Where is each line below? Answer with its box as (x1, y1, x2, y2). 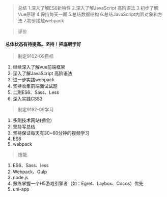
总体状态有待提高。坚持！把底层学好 (5, 41, 81, 47)
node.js (12, 175, 29, 181)
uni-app (12, 186, 30, 192)
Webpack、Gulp (12, 169, 47, 175)
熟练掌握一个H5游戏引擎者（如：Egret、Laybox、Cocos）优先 (12, 180, 144, 187)
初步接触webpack (26, 18, 65, 23)
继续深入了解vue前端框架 (12, 64, 66, 70)
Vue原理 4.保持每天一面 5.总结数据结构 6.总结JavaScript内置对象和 (17, 11, 158, 17)
